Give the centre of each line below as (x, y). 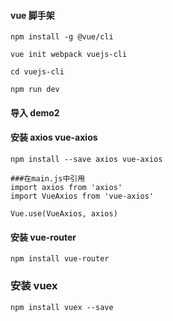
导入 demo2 (35, 112)
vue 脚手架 (32, 15)
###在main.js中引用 (48, 179)
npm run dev (35, 90)
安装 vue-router (43, 237)
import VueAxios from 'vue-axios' (82, 196)
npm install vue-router (60, 259)
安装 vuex (34, 286)
